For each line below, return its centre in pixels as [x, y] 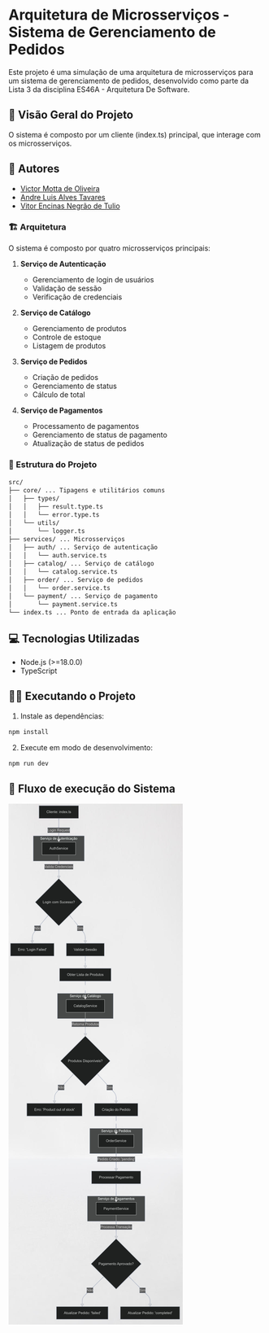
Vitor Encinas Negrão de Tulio [70, 206]
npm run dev [28, 763]
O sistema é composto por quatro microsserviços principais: [110, 248]
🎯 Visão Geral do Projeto [71, 115]
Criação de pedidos [65, 377]
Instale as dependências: [62, 716]
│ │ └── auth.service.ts [58, 556]
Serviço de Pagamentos [61, 410]
